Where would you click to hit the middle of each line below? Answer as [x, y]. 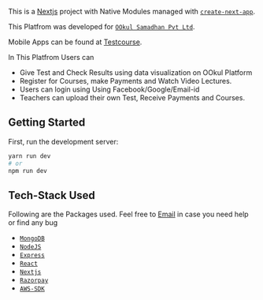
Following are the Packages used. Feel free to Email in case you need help [129, 214]
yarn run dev [30, 156]
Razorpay [34, 281]
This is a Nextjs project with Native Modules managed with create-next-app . [132, 11]
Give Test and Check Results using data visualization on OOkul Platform [136, 73]
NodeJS [30, 247]
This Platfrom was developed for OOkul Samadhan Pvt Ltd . [102, 26]
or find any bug [33, 223]
